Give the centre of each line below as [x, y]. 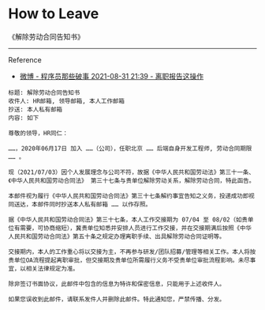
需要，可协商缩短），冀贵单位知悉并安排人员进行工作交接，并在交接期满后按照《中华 [136, 228]
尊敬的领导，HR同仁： [38, 133]
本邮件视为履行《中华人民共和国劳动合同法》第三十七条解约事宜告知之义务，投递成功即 [129, 196]
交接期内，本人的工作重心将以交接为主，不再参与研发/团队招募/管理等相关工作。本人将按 [132, 251]
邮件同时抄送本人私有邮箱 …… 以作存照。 [95, 204]
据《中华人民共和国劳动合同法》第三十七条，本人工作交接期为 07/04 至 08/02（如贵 [128, 219]
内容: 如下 [24, 118]
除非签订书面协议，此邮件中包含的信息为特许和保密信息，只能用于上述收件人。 [117, 284]
